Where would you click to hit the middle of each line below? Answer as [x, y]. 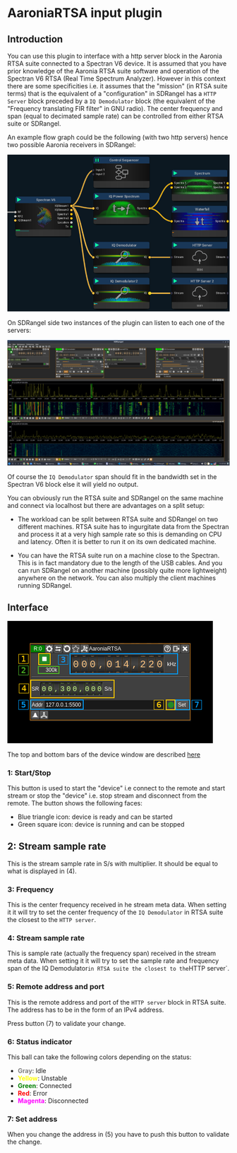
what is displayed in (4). [42, 871]
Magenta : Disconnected [53, 1101]
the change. [25, 1142]
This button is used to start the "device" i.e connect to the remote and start [116, 788]
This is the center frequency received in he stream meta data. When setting [117, 905]
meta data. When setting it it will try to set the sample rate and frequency [113, 961]
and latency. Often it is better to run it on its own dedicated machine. [117, 541]
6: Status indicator [40, 1041]
